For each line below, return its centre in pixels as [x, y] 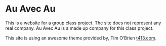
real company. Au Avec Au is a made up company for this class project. [79, 28]
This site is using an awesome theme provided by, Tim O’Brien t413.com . [81, 38]
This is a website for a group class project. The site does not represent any [83, 23]
